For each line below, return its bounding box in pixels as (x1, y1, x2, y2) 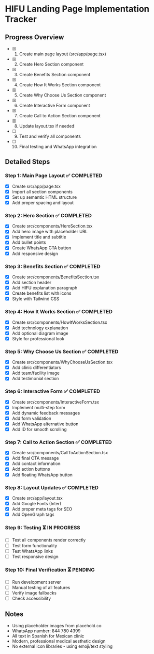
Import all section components (12, 189, 73, 194)
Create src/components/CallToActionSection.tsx (12, 450, 108, 456)
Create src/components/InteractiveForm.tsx (12, 399, 99, 405)
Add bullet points (12, 239, 46, 245)
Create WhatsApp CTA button (12, 245, 71, 251)
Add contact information (12, 461, 61, 466)
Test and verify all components (19, 133, 81, 139)
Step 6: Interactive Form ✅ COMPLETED (5, 388, 100, 395)
